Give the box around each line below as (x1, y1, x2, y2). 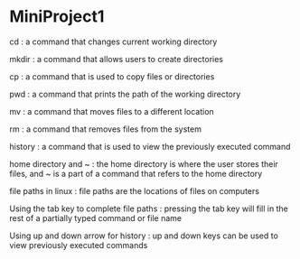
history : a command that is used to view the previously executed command (9, 141, 291, 152)
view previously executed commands (9, 239, 148, 250)
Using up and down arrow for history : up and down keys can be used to (9, 230, 278, 241)
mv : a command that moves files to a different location (9, 106, 214, 116)
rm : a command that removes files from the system (9, 124, 202, 134)
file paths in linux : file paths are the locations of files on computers (9, 185, 260, 196)
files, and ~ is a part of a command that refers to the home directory (9, 168, 263, 179)
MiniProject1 (9, 6, 105, 27)
